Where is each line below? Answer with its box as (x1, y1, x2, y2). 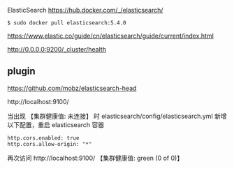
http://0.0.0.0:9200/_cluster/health (7, 45, 107, 53)
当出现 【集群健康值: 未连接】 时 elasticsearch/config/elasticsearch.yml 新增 (7, 112, 227, 120)
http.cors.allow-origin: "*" (7, 140, 92, 147)
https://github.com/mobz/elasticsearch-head (7, 84, 137, 92)
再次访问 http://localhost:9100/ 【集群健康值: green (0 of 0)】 (7, 154, 184, 162)
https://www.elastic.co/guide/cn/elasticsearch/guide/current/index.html (7, 31, 214, 40)
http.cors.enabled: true (7, 134, 80, 142)
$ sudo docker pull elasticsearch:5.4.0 (7, 20, 127, 27)
